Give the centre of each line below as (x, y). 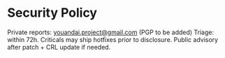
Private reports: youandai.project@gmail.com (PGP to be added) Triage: (111, 32)
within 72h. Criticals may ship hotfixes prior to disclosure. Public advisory (113, 39)
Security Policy (52, 13)
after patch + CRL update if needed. (59, 47)
